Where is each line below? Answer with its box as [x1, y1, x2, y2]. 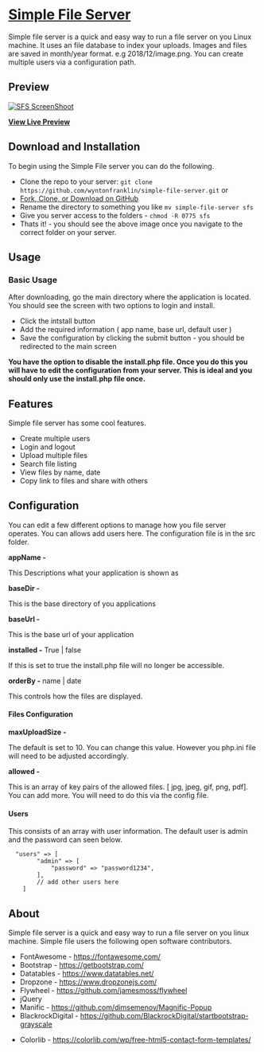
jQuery [19, 994, 42, 1004]
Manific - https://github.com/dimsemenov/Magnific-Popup [19, 1003, 212, 1012]
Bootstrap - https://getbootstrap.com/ [19, 960, 145, 970]
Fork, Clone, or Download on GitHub [19, 194, 139, 203]
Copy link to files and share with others [19, 476, 149, 486]
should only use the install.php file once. [8, 374, 146, 384]
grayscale [19, 1019, 53, 1029]
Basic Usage [8, 274, 58, 285]
